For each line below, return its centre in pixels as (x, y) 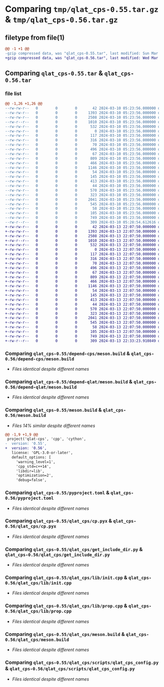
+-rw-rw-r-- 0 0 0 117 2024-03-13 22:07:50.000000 (81, 254)
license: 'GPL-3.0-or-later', (42, 453)
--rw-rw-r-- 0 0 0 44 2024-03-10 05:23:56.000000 (81, 186)
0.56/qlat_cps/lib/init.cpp (38, 583)
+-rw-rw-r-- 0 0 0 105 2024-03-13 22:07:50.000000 (81, 332)
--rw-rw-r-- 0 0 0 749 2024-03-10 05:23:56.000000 (81, 218)
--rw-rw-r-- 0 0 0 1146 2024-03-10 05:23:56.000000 (81, 168)
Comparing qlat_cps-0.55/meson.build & (53, 410)
